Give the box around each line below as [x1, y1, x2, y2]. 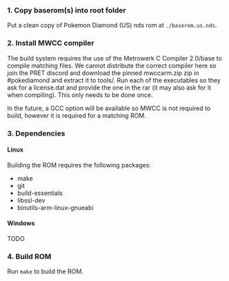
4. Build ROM [7, 251, 52, 261]
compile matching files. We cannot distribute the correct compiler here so [7, 61, 217, 70]
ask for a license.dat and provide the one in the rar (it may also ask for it [7, 83, 212, 92]
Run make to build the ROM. [7, 267, 84, 275]
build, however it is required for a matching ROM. [7, 111, 147, 119]
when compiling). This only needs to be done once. [7, 90, 153, 98]
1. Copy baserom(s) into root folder [7, 6, 126, 15]
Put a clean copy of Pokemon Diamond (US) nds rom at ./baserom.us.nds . [7, 21, 217, 30]
